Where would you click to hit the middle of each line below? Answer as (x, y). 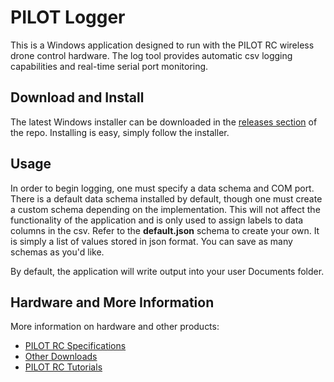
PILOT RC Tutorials (63, 367)
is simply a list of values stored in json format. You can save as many (151, 241)
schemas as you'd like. (57, 252)
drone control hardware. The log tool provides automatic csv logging (151, 55)
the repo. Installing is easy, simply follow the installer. (120, 132)
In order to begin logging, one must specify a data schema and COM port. (162, 188)
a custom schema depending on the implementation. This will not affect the (165, 209)
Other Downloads (61, 357)
